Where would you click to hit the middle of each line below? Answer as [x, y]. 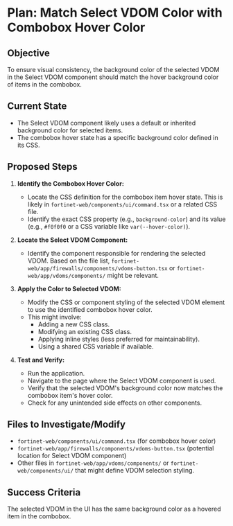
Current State [37, 106]
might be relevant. [133, 275]
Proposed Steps [42, 167]
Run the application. [56, 373]
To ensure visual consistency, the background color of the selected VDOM [113, 70]
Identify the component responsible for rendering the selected [116, 253]
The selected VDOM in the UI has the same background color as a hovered [114, 509]
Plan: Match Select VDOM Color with [115, 13]
